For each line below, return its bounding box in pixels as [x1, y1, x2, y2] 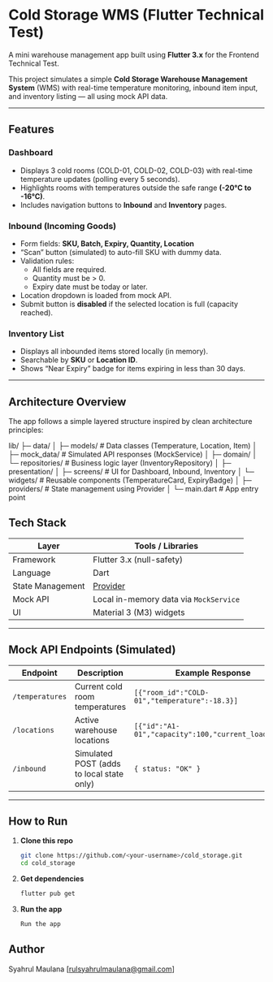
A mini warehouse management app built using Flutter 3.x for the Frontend [8, 50, 260, 59]
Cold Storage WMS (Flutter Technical [8, 6, 264, 24]
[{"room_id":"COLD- [133, 688, 210, 697]
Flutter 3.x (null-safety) [93, 554, 184, 565]
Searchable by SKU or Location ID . [19, 355, 138, 365]
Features [8, 123, 54, 136]
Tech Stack [8, 516, 67, 530]
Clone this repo [19, 836, 73, 846]
